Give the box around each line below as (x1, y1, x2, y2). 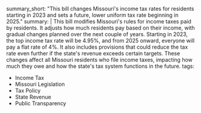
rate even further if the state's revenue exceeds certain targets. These (6, 50, 181, 56)
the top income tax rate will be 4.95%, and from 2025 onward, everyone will (6, 37, 195, 44)
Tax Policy (14, 87, 41, 94)
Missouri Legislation (14, 81, 65, 88)
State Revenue (14, 93, 51, 100)
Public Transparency (14, 100, 66, 107)
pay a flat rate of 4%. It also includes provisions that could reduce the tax (6, 43, 188, 50)
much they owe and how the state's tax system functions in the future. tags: (6, 63, 194, 70)
